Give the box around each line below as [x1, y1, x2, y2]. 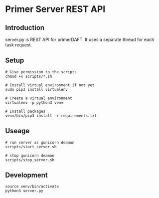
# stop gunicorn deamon [5, 153, 55, 158]
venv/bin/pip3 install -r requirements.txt [5, 113, 97, 118]
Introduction [5, 23, 45, 32]
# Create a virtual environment [5, 96, 72, 101]
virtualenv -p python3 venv [5, 100, 64, 105]
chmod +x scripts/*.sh [5, 74, 52, 79]
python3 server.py [5, 189, 43, 194]
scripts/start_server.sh [5, 144, 57, 149]
